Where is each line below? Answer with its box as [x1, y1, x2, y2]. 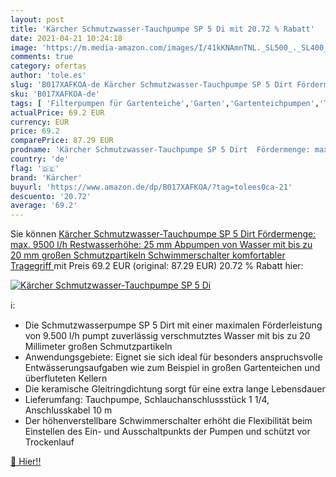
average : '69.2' [10, 201, 78, 211]
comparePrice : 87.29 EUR [10, 136, 114, 146]
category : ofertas [10, 61, 87, 71]
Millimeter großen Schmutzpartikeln [24, 341, 173, 353]
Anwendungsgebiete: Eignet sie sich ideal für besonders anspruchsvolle [24, 351, 323, 363]
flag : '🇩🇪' [10, 163, 60, 173]
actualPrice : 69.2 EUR [10, 107, 105, 118]
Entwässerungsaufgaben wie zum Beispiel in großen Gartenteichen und [24, 362, 321, 374]
